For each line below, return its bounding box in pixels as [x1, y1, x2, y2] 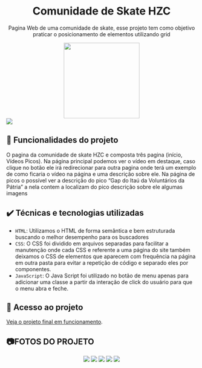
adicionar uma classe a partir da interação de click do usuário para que [15, 278, 192, 285]
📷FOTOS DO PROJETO [6, 337, 94, 347]
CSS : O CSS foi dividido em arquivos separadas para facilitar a [15, 240, 169, 247]
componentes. [15, 265, 51, 273]
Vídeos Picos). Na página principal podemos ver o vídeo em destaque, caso [6, 157, 195, 164]
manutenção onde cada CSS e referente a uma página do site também [15, 246, 191, 253]
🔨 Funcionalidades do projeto [6, 135, 119, 146]
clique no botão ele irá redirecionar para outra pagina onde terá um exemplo [6, 164, 197, 171]
